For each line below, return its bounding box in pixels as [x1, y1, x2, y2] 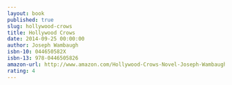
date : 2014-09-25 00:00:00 [7, 36, 85, 42]
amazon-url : [7, 61, 41, 68]
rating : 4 [7, 67, 36, 74]
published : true [7, 16, 54, 23]
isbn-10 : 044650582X [7, 49, 67, 56]
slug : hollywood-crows [7, 23, 72, 29]
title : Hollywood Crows [7, 29, 76, 36]
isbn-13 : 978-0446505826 [7, 55, 79, 62]
